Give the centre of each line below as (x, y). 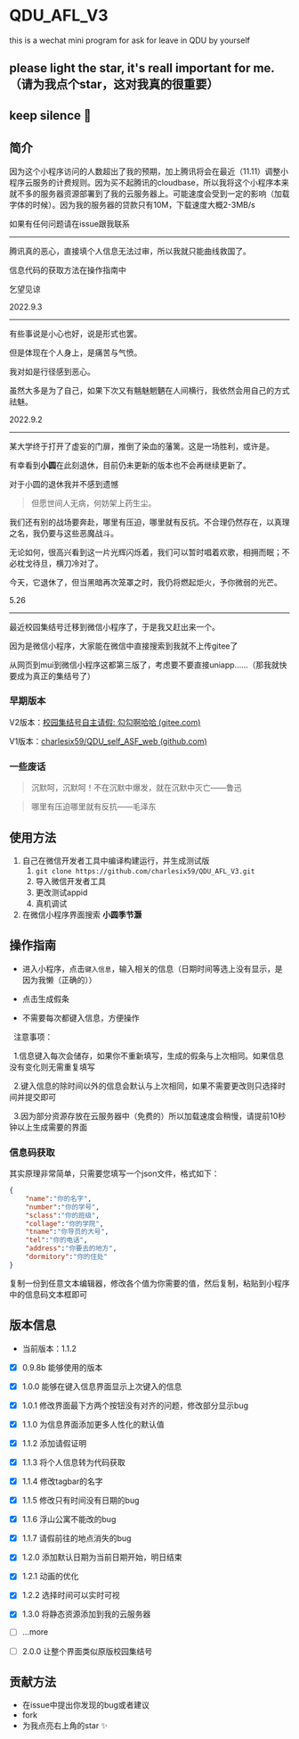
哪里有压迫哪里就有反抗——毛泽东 (93, 807)
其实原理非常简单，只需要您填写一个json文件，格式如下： (114, 1173)
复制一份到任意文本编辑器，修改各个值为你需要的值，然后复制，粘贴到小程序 (149, 1283)
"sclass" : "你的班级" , (63, 1215)
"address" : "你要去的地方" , (71, 1249)
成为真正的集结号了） (56, 675)
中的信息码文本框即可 (48, 1294)
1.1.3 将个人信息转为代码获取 (74, 1462)
